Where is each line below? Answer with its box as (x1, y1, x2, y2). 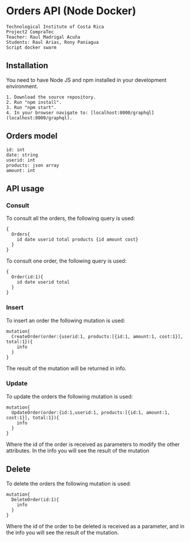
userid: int (6, 157, 35, 163)
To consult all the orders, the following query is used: (6, 215, 136, 222)
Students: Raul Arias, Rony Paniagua (6, 39, 99, 45)
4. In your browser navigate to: (6, 110, 89, 116)
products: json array (6, 162, 60, 168)
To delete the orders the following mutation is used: (6, 480, 132, 487)
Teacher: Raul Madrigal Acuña (6, 34, 81, 40)
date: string (6, 152, 38, 158)
